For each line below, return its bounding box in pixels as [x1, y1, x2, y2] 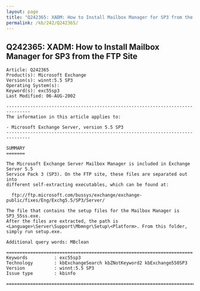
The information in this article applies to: [6, 114, 121, 120]
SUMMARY [6, 145, 26, 151]
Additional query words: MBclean [6, 239, 89, 245]
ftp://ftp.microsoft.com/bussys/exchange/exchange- [11, 192, 143, 199]
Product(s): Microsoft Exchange [6, 72, 86, 78]
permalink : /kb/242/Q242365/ [6, 20, 79, 26]
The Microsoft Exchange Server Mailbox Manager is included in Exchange [6, 161, 190, 167]
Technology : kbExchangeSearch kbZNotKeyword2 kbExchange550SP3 [6, 260, 187, 266]
